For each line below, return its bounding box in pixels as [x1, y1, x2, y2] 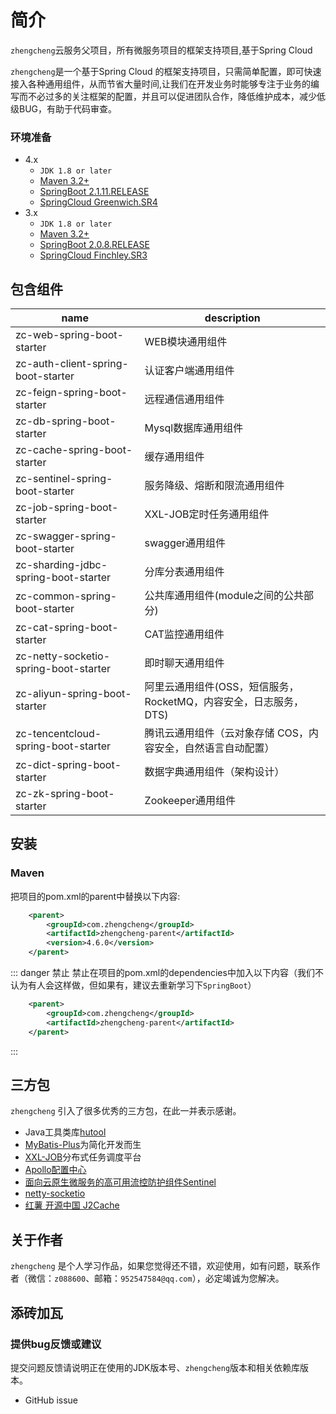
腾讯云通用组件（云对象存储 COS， [144, 726, 310, 740]
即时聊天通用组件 [144, 656, 225, 670]
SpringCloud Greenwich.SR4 [39, 196, 158, 208]
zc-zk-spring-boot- [15, 787, 115, 801]
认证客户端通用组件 [144, 364, 235, 378]
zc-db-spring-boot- [15, 414, 117, 428]
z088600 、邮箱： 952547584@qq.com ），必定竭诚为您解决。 [54, 1272, 285, 1285]
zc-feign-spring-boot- [15, 386, 128, 400]
